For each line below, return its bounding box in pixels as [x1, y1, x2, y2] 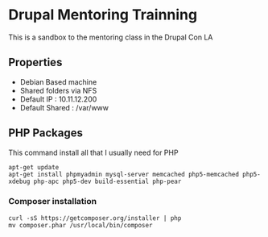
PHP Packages [8, 127, 83, 140]
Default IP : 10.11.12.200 [19, 94, 97, 104]
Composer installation [8, 196, 97, 207]
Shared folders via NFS [19, 85, 97, 95]
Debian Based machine [19, 77, 97, 86]
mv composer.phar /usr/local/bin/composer [8, 221, 153, 229]
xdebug [8, 177, 31, 185]
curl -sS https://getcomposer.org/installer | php [8, 214, 182, 222]
